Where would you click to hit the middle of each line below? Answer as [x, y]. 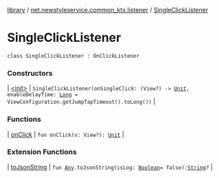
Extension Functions [42, 152]
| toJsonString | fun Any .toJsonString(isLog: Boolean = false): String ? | [110, 167]
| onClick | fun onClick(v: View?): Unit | [66, 134]
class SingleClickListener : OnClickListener [73, 56]
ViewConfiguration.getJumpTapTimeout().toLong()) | [81, 102]
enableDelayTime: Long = [43, 95]
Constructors [30, 73]
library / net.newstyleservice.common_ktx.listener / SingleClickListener [107, 10]
